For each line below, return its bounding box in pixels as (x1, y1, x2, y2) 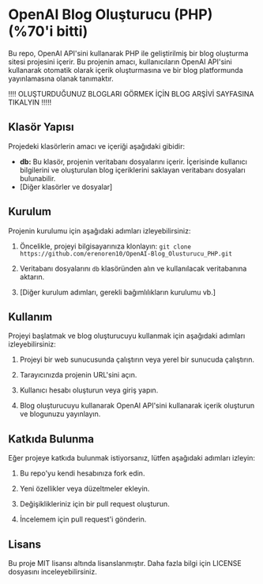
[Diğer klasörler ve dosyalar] (19, 182, 113, 192)
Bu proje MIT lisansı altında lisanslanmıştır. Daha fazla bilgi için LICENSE (8, 559, 242, 567)
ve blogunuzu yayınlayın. (19, 409, 101, 419)
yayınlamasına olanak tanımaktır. (8, 74, 114, 83)
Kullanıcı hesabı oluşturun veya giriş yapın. (19, 385, 159, 395)
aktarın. (19, 271, 45, 282)
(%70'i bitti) (8, 22, 88, 40)
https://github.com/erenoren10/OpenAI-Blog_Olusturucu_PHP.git (19, 249, 233, 258)
